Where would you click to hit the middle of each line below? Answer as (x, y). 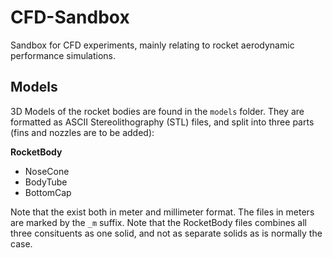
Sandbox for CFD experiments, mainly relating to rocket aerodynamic (152, 45)
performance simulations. (63, 55)
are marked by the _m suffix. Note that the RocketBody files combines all (158, 222)
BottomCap (48, 192)
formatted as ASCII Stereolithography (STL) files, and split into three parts (162, 122)
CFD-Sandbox (70, 17)
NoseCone (47, 171)
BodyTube (46, 182)
